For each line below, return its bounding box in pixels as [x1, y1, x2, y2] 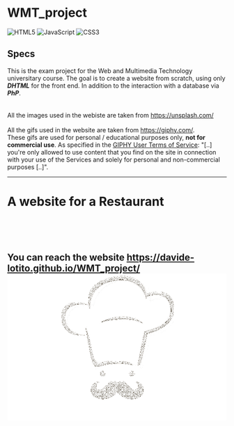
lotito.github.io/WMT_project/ [7, 262, 141, 274]
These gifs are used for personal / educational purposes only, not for [7, 133, 205, 141]
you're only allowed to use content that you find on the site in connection [7, 148, 217, 156]
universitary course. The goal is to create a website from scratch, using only [7, 74, 226, 82]
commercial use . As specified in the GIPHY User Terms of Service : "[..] [7, 141, 212, 149]
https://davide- [126, 252, 195, 264]
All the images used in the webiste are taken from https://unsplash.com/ [7, 111, 214, 119]
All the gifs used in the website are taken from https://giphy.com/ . [7, 125, 195, 134]
